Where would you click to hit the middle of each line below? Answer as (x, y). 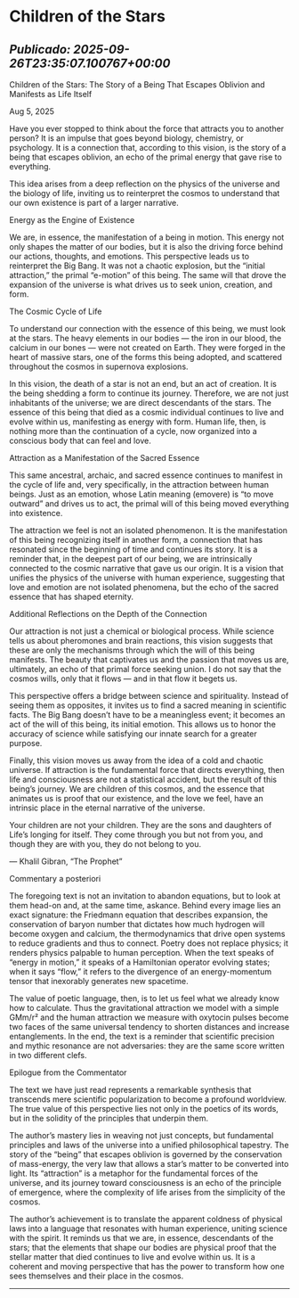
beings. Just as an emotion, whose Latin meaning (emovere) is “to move (141, 494)
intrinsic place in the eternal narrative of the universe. (107, 808)
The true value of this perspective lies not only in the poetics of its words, (144, 1109)
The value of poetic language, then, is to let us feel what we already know (145, 998)
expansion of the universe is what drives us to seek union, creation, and (141, 284)
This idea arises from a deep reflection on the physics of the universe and (145, 184)
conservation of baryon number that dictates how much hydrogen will (137, 924)
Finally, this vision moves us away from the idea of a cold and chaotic (137, 760)
